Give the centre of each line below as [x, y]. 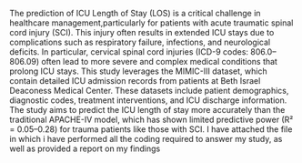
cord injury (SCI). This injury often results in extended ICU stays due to [142, 32]
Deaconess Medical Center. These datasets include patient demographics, [149, 91]
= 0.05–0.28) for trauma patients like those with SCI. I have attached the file [151, 129]
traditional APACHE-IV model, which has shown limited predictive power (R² [151, 119]
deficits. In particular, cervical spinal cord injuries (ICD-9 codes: [129, 52]
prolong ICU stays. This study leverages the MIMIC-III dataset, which [138, 71]
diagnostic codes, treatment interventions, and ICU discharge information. [148, 100]
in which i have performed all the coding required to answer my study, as [146, 139]
